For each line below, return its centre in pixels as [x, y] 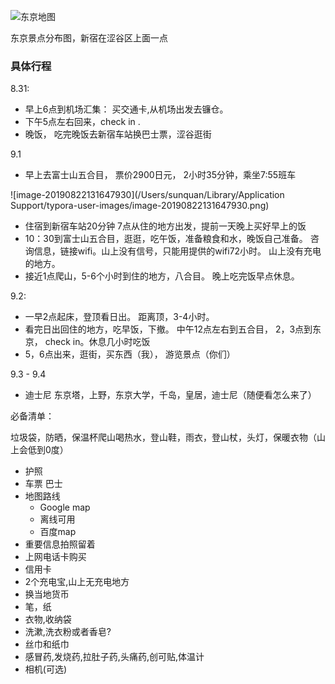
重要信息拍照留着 [60, 544]
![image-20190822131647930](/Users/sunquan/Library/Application [147, 195]
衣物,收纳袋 [48, 619]
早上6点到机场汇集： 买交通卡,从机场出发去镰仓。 [126, 109]
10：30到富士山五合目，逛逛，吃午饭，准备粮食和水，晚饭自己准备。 [166, 239]
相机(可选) [46, 669]
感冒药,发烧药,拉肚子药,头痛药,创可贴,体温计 [114, 657]
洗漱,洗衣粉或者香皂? [68, 632]
